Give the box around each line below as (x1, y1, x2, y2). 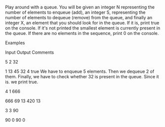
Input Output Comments (5, 49, 54, 55)
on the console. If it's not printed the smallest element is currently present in (5, 25, 161, 31)
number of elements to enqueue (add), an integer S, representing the (5, 9, 146, 15)
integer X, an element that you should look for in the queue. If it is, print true (5, 20, 160, 26)
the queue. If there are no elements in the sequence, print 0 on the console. (5, 31, 159, 36)
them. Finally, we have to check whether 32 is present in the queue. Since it (5, 74, 159, 79)
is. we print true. (5, 79, 39, 85)
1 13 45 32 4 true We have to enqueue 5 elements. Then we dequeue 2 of (5, 68, 155, 74)
